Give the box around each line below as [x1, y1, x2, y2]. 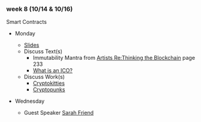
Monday [14, 30, 36, 37]
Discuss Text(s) [23, 48, 63, 55]
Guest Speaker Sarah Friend [23, 109, 94, 117]
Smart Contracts [6, 19, 47, 26]
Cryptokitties [32, 80, 65, 87]
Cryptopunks [32, 86, 65, 93]
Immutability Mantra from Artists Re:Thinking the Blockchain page [32, 54, 196, 62]
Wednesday [14, 97, 45, 105]
